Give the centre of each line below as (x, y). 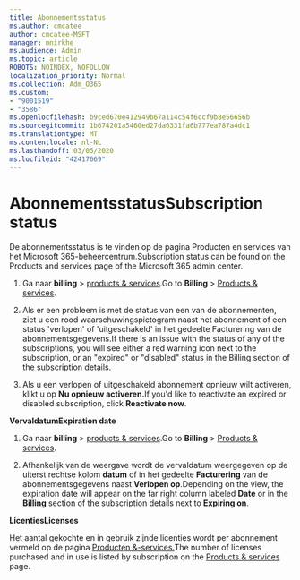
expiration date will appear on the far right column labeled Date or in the (155, 494)
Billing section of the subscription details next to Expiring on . (135, 503)
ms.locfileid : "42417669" (57, 159)
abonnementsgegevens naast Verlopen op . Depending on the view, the (153, 484)
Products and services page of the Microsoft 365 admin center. (126, 266)
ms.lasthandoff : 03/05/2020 (62, 150)
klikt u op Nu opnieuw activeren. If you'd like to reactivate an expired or (154, 394)
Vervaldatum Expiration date (63, 421)
